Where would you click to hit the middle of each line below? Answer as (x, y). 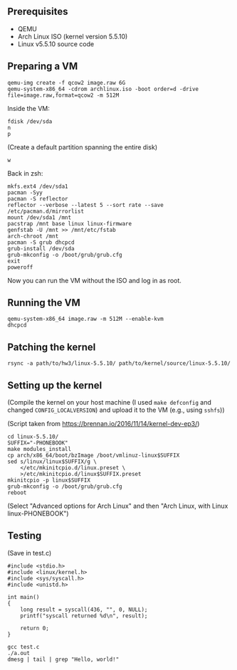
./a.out (19, 653)
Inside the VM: (28, 108)
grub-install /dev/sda (41, 248)
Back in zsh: (25, 173)
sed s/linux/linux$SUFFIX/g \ (52, 462)
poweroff (20, 267)
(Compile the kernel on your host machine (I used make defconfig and (110, 403)
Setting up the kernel (55, 385)
